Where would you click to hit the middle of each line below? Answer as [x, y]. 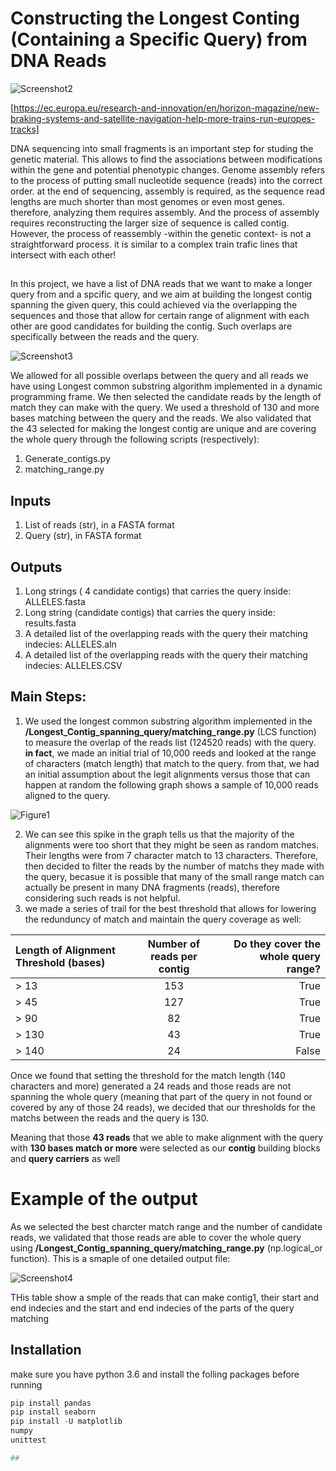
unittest [28, 1440]
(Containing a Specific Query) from [159, 39]
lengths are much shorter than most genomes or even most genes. [148, 201]
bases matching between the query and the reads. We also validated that [161, 418]
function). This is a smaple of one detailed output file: [120, 1258]
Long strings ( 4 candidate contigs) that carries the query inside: [158, 591]
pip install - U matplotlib [66, 1422]
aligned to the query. [67, 795]
